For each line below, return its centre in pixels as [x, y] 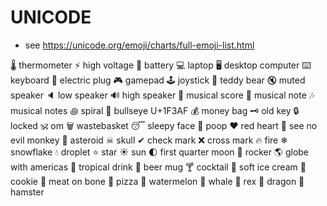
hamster [27, 192]
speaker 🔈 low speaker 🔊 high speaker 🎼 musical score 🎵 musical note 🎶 [162, 95]
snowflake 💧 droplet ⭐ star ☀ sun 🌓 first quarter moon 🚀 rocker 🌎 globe [160, 152]
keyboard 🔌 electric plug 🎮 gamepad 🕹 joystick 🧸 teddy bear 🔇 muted [158, 80]
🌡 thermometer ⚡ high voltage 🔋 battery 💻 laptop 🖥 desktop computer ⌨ [161, 65]
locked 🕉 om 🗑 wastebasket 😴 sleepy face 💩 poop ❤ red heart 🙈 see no [164, 125]
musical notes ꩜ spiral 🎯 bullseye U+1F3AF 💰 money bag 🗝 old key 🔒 [155, 110]
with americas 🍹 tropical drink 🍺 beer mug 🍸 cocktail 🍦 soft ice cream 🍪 [158, 167]
